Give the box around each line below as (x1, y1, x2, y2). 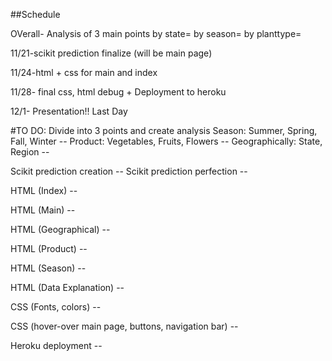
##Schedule (10, 9, 61, 20)
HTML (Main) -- (10, 204, 76, 216)
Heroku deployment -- (10, 340, 103, 351)
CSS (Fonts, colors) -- (10, 301, 102, 313)
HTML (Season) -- (10, 262, 87, 274)
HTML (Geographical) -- (10, 224, 111, 235)
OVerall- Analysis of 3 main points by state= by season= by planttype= (10, 28, 302, 39)
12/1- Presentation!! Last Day (10, 105, 128, 117)
